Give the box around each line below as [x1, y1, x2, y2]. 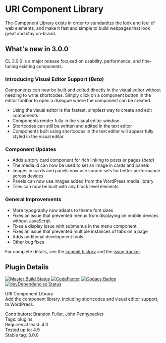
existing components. [19, 63, 63, 69]
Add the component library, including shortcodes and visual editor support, [5, 296, 159, 302]
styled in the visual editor [12, 134, 64, 139]
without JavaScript [12, 217, 51, 224]
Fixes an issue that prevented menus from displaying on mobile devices [12, 212, 159, 218]
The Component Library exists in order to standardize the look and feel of [5, 20, 155, 26]
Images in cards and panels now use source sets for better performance [12, 168, 160, 174]
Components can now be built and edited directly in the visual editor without [5, 87, 161, 93]
